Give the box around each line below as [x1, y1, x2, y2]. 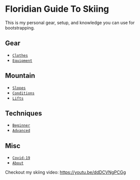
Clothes [12, 53, 28, 58]
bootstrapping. [5, 25, 35, 30]
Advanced [12, 129, 30, 133]
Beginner [12, 123, 30, 128]
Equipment [12, 58, 33, 63]
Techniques [5, 109, 42, 117]
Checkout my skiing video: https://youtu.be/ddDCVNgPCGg [5, 169, 126, 175]
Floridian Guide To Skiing [5, 3, 110, 15]
